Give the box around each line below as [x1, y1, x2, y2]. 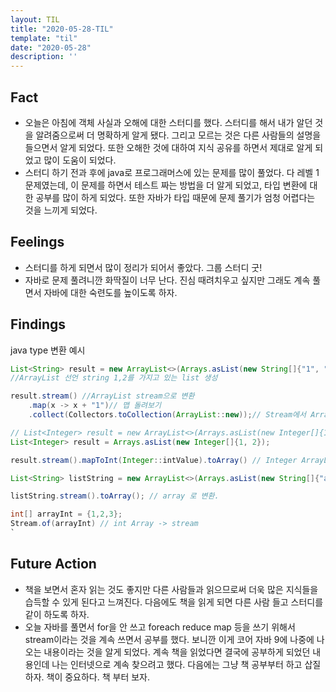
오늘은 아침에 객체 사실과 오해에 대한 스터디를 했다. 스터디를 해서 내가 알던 [24, 116, 313, 128]
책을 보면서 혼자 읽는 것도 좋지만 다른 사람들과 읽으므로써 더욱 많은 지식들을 [24, 583, 319, 595]
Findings [10, 316, 67, 333]
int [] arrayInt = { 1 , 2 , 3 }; [10, 509, 123, 520]
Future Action [10, 556, 97, 573]
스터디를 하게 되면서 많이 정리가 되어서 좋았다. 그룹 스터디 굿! [24, 261, 263, 273]
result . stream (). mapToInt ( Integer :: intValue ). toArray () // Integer [10, 455, 298, 465]
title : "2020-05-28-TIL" [10, 24, 114, 34]
